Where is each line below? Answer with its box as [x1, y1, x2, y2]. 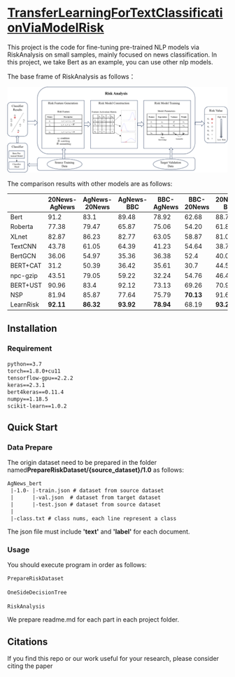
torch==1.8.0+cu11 [7, 368, 61, 375]
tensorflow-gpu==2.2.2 [7, 375, 73, 382]
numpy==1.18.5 [7, 396, 49, 403]
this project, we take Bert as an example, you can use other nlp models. [7, 57, 213, 66]
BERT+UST [10, 281, 43, 289]
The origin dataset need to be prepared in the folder [7, 459, 157, 467]
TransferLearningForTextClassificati [7, 5, 223, 21]
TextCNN [10, 242, 37, 250]
